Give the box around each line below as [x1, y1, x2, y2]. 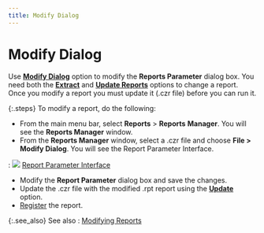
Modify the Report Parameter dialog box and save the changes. [19, 175, 227, 185]
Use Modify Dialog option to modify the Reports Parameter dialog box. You [8, 72, 255, 81]
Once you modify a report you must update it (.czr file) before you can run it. [8, 88, 257, 98]
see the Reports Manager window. [19, 127, 133, 136]
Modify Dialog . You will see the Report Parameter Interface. [19, 143, 214, 153]
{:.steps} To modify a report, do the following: [8, 103, 156, 113]
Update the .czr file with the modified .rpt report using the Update [19, 183, 234, 193]
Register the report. [19, 200, 84, 209]
